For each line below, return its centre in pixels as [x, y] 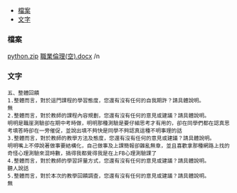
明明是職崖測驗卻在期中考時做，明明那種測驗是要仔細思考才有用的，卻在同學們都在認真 [116, 123]
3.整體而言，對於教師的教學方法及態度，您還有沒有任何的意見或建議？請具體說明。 [111, 138]
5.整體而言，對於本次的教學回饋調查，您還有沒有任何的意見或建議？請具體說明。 [109, 176]
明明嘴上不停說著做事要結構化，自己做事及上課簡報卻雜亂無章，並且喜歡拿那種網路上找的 [118, 145]
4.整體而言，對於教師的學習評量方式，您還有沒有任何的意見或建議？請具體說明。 [109, 161]
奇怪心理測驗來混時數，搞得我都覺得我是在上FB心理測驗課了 [82, 153]
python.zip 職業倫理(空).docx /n [54, 56]
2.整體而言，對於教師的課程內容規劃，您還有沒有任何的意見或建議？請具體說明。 [109, 116]
